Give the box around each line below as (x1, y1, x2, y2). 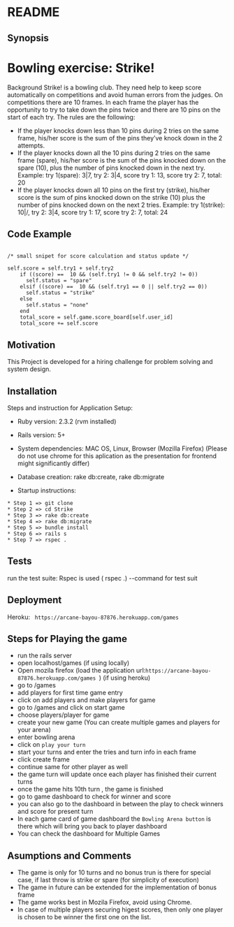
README (7, 4, 60, 20)
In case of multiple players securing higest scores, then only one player (17, 905, 224, 914)
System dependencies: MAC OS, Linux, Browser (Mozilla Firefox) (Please (17, 444, 228, 453)
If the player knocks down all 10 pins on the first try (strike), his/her (17, 186, 210, 194)
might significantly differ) (17, 459, 90, 467)
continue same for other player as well (17, 763, 128, 771)
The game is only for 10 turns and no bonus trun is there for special (17, 868, 211, 877)
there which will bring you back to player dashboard (17, 822, 168, 831)
